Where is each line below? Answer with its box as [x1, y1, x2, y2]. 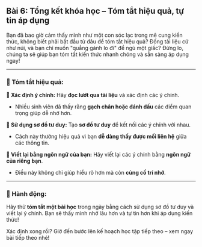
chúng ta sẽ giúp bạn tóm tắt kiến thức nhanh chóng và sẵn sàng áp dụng [6, 51, 189, 58]
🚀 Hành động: [6, 190, 47, 198]
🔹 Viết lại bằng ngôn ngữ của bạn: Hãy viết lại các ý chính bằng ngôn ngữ [6, 151, 191, 158]
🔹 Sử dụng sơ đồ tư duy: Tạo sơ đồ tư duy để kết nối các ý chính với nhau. [6, 121, 191, 128]
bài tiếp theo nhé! [6, 234, 50, 242]
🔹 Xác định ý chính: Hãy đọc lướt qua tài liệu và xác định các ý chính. [6, 92, 180, 99]
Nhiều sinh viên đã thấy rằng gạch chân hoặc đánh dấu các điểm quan [14, 103, 192, 110]
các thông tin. [14, 139, 50, 146]
